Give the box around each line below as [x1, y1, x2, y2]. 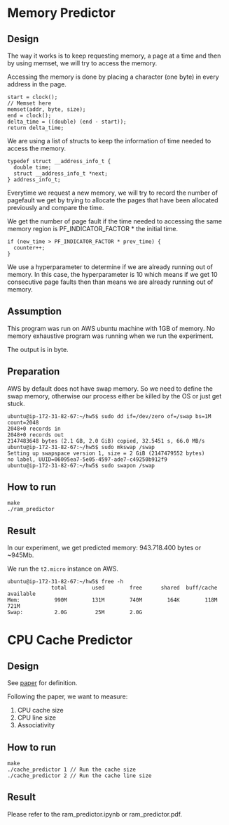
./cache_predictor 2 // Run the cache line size [7, 772, 152, 779]
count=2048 [7, 419, 39, 426]
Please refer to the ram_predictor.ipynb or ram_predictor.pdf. [7, 810, 183, 818]
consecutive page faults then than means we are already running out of [7, 278, 214, 286]
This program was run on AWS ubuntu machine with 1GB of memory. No [7, 324, 216, 332]
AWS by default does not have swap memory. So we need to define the [7, 384, 214, 393]
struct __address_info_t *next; [13, 170, 109, 177]
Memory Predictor [7, 5, 116, 21]
